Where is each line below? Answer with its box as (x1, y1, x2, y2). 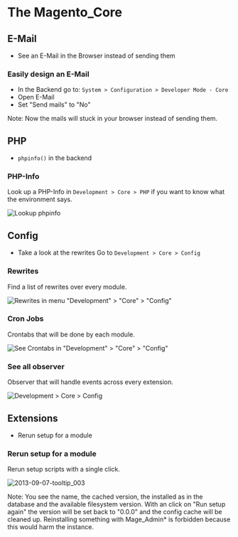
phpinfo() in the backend (17, 154, 92, 162)
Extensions (7, 412, 58, 424)
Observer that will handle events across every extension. (7, 378, 174, 386)
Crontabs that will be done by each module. (7, 330, 135, 339)
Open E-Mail (17, 93, 55, 102)
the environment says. (7, 195, 72, 203)
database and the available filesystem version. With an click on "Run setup (7, 500, 226, 509)
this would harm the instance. (7, 523, 94, 531)
